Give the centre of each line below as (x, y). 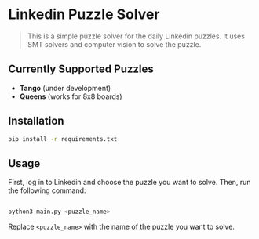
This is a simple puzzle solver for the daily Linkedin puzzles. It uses (136, 36)
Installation (36, 121)
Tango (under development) (65, 88)
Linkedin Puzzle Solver (84, 14)
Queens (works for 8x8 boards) (71, 96)
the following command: (47, 190)
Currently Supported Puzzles (81, 69)
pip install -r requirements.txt (63, 139)
